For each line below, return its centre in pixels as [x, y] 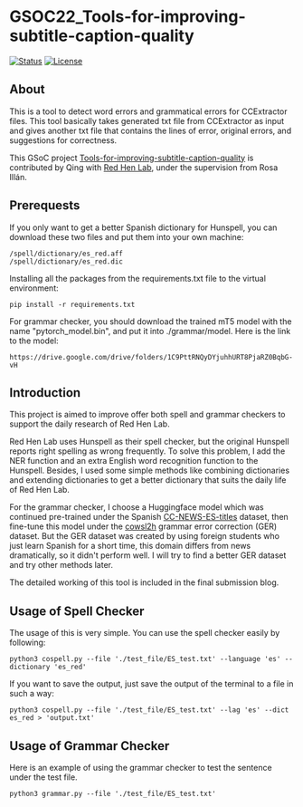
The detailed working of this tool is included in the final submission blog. [144, 582]
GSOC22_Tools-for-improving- [128, 17]
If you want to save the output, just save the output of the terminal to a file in [151, 684]
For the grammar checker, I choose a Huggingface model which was [137, 507]
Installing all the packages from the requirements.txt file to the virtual [138, 278]
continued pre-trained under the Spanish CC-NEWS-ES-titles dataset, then [149, 517]
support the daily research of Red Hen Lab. [90, 424]
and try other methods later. [62, 565]
